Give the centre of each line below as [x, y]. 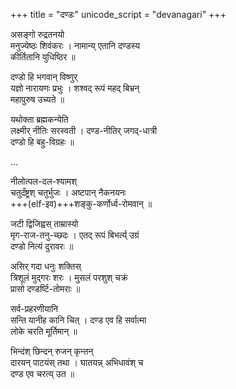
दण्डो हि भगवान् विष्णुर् [44, 77]
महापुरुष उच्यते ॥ [37, 99]
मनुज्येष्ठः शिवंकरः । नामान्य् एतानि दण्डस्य [75, 45]
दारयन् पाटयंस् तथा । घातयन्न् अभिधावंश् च [77, 362]
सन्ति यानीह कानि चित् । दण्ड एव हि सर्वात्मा [78, 320]
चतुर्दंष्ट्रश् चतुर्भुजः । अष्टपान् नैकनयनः [68, 192]
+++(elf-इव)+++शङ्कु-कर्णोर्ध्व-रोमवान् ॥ [81, 203]
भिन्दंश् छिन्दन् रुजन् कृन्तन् [52, 351]
